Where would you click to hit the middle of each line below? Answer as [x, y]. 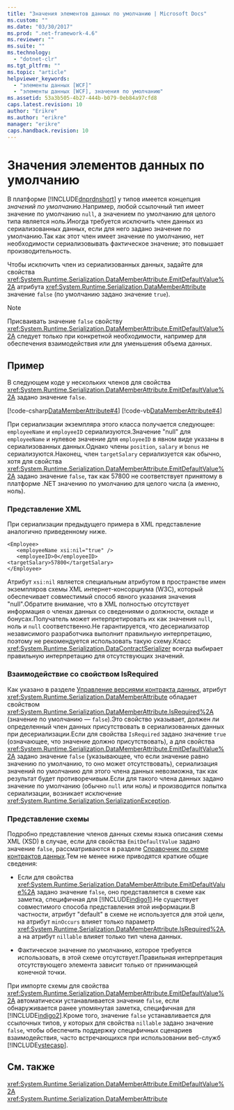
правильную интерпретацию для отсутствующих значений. [96, 656]
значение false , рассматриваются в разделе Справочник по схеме [108, 849]
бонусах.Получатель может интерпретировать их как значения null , [110, 619]
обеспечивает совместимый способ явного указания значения [102, 597]
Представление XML [44, 509]
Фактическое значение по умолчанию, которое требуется [104, 950]
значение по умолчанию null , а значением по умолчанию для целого [111, 214]
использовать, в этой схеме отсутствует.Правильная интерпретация [120, 958]
